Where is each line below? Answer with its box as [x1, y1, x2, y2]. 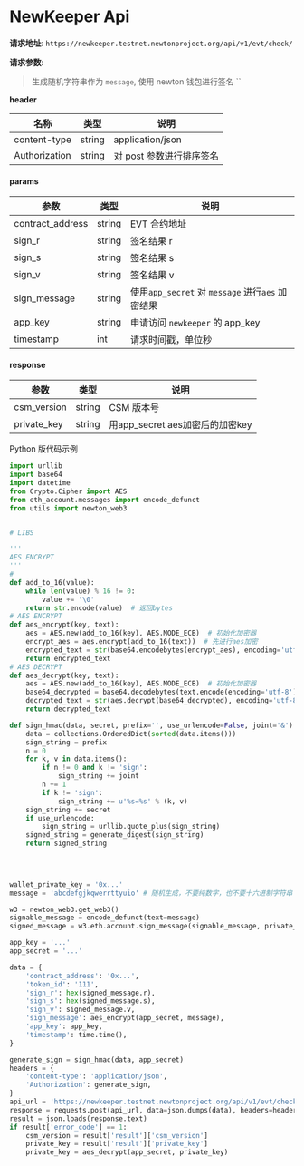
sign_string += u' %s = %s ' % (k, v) [57, 796, 188, 806]
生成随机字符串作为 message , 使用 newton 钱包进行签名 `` [31, 75, 242, 87]
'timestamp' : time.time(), [25, 1030, 128, 1039]
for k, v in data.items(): [25, 754, 128, 763]
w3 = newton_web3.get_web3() [9, 905, 119, 914]
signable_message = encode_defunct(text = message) [9, 913, 201, 922]
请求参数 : [9, 56, 44, 67]
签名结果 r [129, 235, 173, 248]
